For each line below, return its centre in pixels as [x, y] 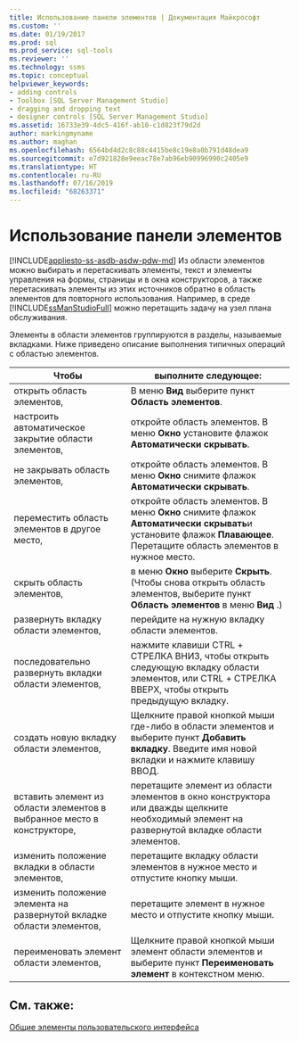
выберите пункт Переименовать [202, 963]
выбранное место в [57, 819]
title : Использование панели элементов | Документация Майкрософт [135, 17]
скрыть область [48, 582]
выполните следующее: [208, 376]
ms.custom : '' [36, 26]
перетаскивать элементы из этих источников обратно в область [133, 289]
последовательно [52, 661]
